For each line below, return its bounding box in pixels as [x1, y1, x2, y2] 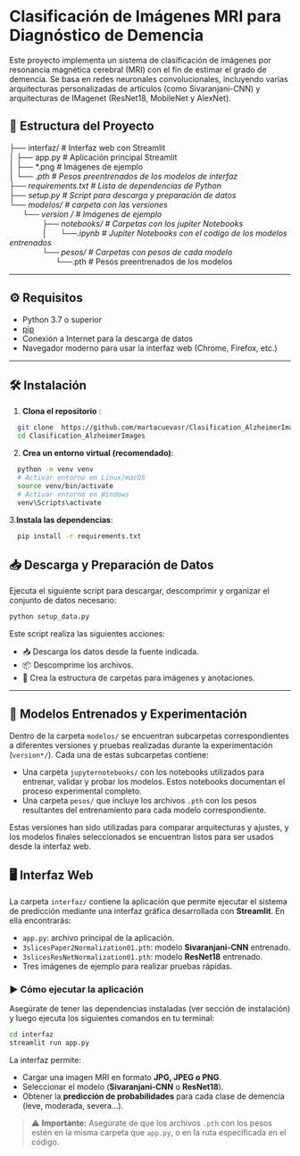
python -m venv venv [17, 465, 94, 474]
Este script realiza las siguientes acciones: [9, 628, 165, 639]
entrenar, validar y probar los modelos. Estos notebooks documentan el [21, 776, 286, 786]
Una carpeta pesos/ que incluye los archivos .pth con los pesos [21, 794, 257, 805]
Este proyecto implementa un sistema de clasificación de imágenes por [9, 54, 272, 65]
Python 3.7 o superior [21, 314, 103, 325]
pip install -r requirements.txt [17, 531, 142, 541]
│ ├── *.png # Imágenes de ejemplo [9, 161, 144, 171]
